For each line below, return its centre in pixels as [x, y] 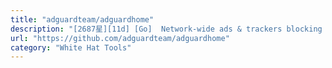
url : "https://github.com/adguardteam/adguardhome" [120, 38]
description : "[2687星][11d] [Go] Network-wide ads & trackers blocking [166, 29]
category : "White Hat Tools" [71, 47]
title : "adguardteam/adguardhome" [82, 19]
